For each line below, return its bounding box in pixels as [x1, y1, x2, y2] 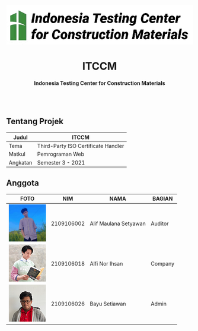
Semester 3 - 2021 [37, 159, 85, 166]
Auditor [151, 220, 169, 227]
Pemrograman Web [37, 150, 85, 158]
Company [151, 260, 175, 267]
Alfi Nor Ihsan [90, 260, 123, 267]
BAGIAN [152, 195, 173, 203]
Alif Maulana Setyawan [90, 220, 146, 227]
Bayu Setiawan [90, 300, 126, 307]
